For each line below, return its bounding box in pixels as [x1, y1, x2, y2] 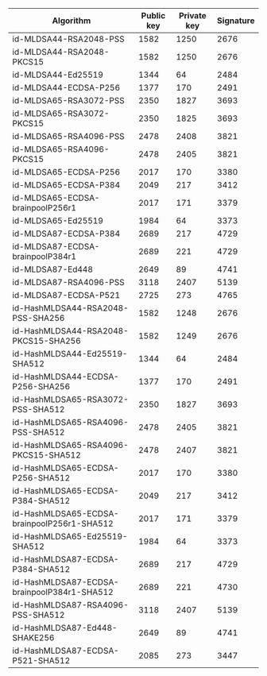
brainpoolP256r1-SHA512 [12, 518, 114, 529]
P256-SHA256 [12, 381, 71, 392]
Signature [217, 15, 255, 26]
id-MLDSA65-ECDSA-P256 [12, 167, 121, 177]
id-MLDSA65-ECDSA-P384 [12, 180, 121, 190]
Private [178, 10, 207, 21]
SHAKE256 [12, 632, 55, 643]
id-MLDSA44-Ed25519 [12, 69, 103, 80]
